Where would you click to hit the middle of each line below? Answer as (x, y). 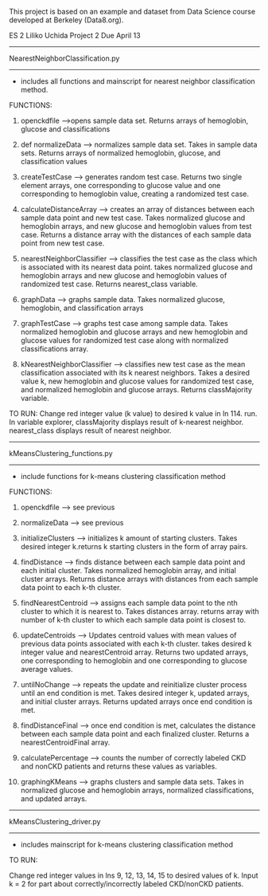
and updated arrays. (54, 799)
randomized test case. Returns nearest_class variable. (109, 284)
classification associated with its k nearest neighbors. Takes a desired (135, 373)
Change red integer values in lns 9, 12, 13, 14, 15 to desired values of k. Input (134, 875)
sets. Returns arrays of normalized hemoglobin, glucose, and (120, 153)
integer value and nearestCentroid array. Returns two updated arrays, (134, 652)
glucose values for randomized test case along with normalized (124, 340)
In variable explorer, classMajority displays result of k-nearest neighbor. (126, 422)
